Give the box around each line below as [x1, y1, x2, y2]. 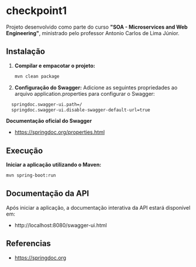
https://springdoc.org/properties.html [14, 129, 105, 136]
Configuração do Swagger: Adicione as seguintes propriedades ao [14, 84, 178, 91]
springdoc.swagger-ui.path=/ [11, 101, 82, 108]
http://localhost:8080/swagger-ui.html [14, 221, 107, 228]
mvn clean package [14, 73, 60, 79]
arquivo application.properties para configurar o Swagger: [14, 90, 155, 97]
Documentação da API [6, 189, 90, 199]
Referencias [6, 238, 51, 249]
